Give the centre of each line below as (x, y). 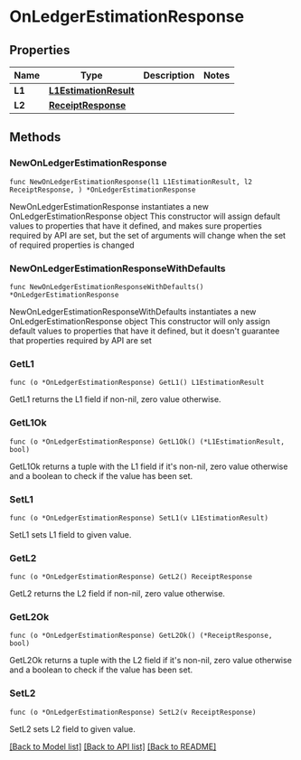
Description (169, 75)
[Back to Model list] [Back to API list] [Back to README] (113, 746)
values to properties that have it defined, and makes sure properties (136, 225)
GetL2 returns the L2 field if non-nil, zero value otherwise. (118, 594)
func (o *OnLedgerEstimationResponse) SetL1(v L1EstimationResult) (139, 518)
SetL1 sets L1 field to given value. (71, 534)
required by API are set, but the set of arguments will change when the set (148, 235)
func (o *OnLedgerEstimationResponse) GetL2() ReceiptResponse (131, 577)
